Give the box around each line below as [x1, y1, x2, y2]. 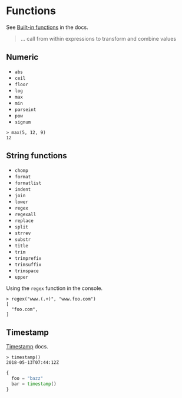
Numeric [6, 52, 39, 63]
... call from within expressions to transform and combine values [20, 35, 177, 42]
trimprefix [14, 255, 42, 261]
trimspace [14, 267, 39, 274]
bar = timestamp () [11, 381, 57, 387]
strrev [14, 230, 31, 236]
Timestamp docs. [6, 343, 48, 350]
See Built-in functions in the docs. [6, 24, 88, 31]
